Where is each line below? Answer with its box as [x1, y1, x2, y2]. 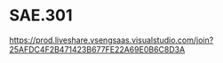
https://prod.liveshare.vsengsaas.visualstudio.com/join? [9, 35, 214, 45]
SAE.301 [9, 5, 73, 26]
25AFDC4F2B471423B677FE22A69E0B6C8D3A [9, 43, 186, 54]
